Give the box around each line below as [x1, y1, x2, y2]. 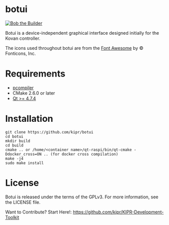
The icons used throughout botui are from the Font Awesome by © [5, 45, 144, 51]
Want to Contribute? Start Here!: [5, 209, 72, 215]
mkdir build [5, 138, 30, 143]
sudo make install [5, 160, 44, 166]
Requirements [5, 68, 66, 80]
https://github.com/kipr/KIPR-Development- [73, 209, 164, 215]
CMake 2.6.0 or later [12, 90, 55, 96]
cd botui [5, 134, 24, 139]
